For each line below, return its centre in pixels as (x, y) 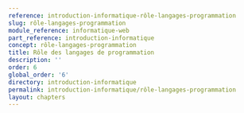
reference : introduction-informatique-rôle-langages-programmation (122, 16)
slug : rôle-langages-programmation (67, 23)
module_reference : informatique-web (69, 30)
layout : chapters (37, 97)
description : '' (35, 60)
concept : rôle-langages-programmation (72, 45)
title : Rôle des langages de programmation (81, 53)
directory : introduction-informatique (72, 82)
